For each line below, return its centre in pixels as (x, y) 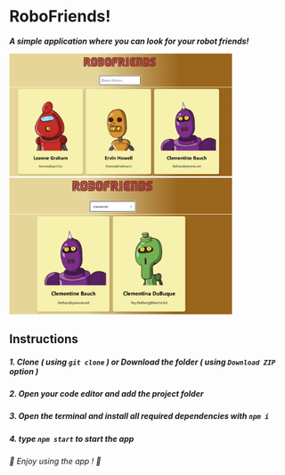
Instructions (44, 339)
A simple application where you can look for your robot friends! (129, 41)
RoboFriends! (60, 16)
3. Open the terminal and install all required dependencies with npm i (139, 416)
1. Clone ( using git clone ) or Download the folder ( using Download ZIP (142, 362)
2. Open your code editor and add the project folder (106, 393)
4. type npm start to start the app (72, 438)
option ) (24, 371)
